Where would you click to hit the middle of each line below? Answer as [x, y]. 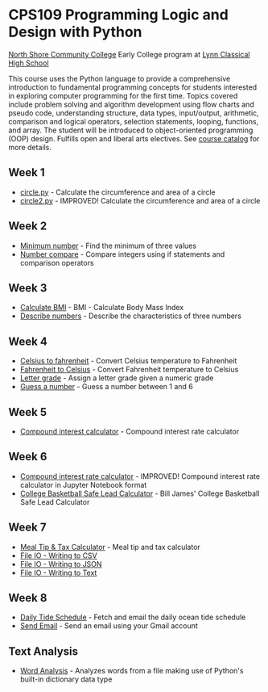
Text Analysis [43, 651]
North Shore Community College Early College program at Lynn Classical [129, 54]
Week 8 [28, 598]
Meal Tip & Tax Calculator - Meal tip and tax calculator [110, 547]
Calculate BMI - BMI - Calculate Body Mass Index [101, 308]
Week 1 [27, 172]
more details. [30, 147]
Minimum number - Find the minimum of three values [108, 245]
